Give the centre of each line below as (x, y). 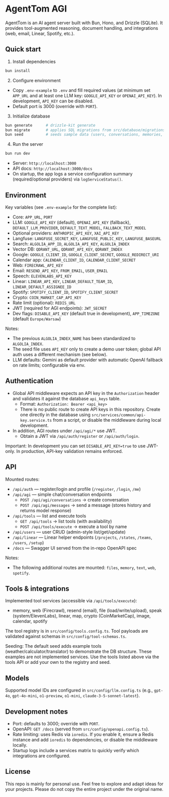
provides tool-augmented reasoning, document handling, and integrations (82, 28)
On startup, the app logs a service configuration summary (72, 174)
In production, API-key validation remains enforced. (70, 451)
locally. (20, 745)
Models (17, 678)
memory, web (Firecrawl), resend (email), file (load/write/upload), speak (87, 610)
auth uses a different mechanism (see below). (60, 354)
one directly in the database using (55, 415)
